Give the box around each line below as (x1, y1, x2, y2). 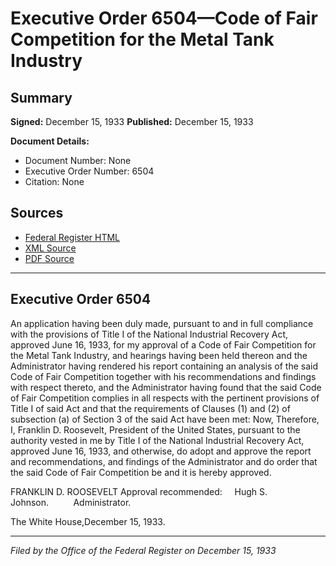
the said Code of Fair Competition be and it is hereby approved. (10, 466, 272, 478)
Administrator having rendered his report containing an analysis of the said (10, 360, 318, 372)
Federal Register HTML (24, 231, 121, 243)
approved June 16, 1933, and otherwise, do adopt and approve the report (10, 445, 312, 457)
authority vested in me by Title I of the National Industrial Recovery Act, (10, 434, 305, 446)
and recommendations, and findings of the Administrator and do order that (10, 455, 318, 467)
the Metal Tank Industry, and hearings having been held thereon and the (10, 349, 308, 361)
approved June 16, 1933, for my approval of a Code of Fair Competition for (10, 338, 317, 351)
